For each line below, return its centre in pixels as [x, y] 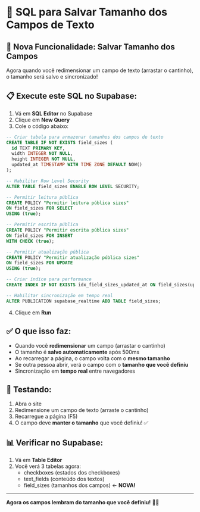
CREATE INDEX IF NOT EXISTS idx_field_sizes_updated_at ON [81, 285]
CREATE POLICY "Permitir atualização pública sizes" [73, 257]
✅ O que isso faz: [39, 331]
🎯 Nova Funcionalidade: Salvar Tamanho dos [91, 47]
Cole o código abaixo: [42, 126]
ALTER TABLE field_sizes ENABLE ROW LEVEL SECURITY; [73, 186]
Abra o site [28, 404]
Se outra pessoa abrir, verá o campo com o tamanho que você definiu [101, 364]
